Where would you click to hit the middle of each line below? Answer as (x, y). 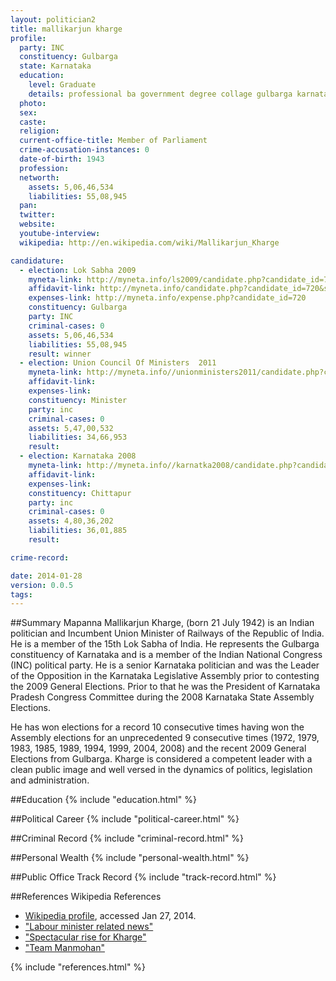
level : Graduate (62, 85)
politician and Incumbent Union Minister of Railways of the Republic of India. (167, 633)
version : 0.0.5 (42, 585)
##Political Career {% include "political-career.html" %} (125, 819)
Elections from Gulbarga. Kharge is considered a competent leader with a (161, 759)
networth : (39, 177)
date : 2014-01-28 (46, 576)
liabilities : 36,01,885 (78, 531)
